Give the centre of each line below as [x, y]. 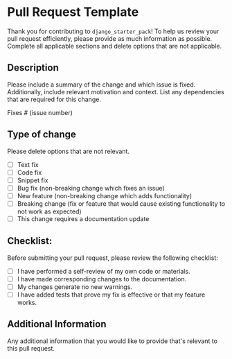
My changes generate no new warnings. [75, 287]
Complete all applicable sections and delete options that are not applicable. [115, 46]
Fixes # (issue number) [40, 112]
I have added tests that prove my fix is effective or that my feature [111, 295]
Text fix [28, 164]
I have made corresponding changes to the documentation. [102, 279]
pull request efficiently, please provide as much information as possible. [110, 38]
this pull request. [31, 348]
